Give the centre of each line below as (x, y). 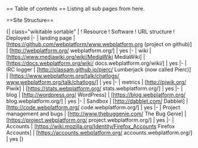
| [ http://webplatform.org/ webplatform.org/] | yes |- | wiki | (79, 51)
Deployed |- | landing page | (41, 38)
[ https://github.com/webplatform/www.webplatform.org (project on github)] (99, 44)
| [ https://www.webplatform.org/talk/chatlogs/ (63, 76)
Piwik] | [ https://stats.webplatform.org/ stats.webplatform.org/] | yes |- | (95, 88)
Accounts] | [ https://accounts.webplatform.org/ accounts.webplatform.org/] (99, 133)
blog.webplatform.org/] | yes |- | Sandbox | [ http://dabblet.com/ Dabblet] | (97, 101)
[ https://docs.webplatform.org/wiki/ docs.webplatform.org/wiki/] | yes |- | (96, 63)
